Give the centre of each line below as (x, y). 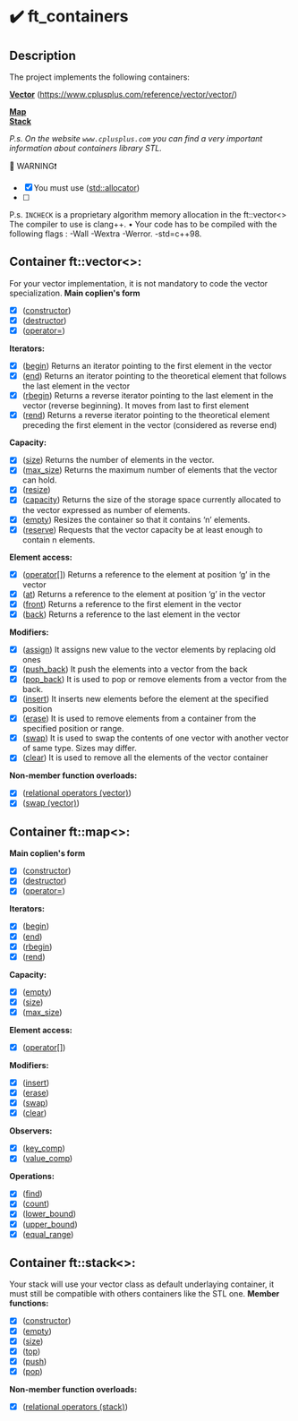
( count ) (36, 1203)
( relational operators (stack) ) (75, 1407)
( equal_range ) (48, 1234)
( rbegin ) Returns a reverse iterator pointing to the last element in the (148, 396)
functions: (29, 1304)
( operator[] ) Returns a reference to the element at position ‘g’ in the (146, 574)
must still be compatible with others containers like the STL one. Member (145, 1294)
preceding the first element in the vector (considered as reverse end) (149, 425)
